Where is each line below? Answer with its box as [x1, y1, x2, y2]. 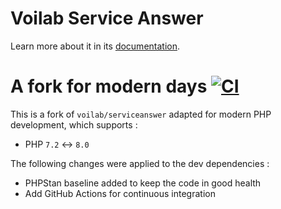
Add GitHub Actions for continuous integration [24, 187, 216, 199]
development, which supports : [10, 118, 138, 131]
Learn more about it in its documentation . [10, 40, 181, 52]
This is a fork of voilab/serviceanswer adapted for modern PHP [10, 108, 272, 120]
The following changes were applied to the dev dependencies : [10, 157, 270, 169]
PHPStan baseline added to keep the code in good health [24, 177, 262, 189]
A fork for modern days [10, 75, 208, 98]
